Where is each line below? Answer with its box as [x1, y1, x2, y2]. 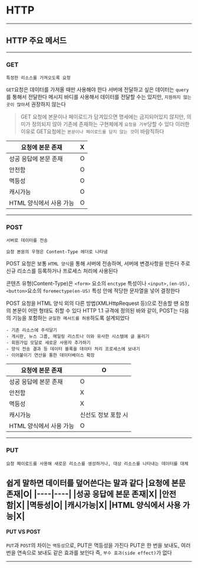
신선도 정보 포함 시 [80, 411, 128, 419]
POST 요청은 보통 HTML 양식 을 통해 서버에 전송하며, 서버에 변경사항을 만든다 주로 [6, 260, 190, 267]
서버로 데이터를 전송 [6, 238, 48, 244]
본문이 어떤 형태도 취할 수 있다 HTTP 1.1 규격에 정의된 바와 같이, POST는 [12, 307, 179, 314]
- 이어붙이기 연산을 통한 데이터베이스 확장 [6, 353, 95, 358]
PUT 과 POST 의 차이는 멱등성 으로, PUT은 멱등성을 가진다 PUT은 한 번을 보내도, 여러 [6, 542, 191, 549]
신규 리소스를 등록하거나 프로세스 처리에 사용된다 [6, 267, 118, 274]
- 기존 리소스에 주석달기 [6, 327, 58, 333]
